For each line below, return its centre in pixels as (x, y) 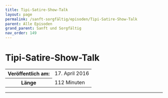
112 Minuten (70, 82)
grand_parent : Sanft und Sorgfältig (43, 28)
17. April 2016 (72, 73)
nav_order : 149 (21, 33)
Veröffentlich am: (29, 73)
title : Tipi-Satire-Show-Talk (37, 10)
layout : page (19, 14)
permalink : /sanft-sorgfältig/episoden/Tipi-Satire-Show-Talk (71, 19)
